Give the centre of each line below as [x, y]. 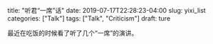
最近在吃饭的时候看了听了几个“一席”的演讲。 [73, 33]
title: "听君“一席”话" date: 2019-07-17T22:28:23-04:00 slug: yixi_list [107, 10]
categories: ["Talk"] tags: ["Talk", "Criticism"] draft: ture [89, 18]
